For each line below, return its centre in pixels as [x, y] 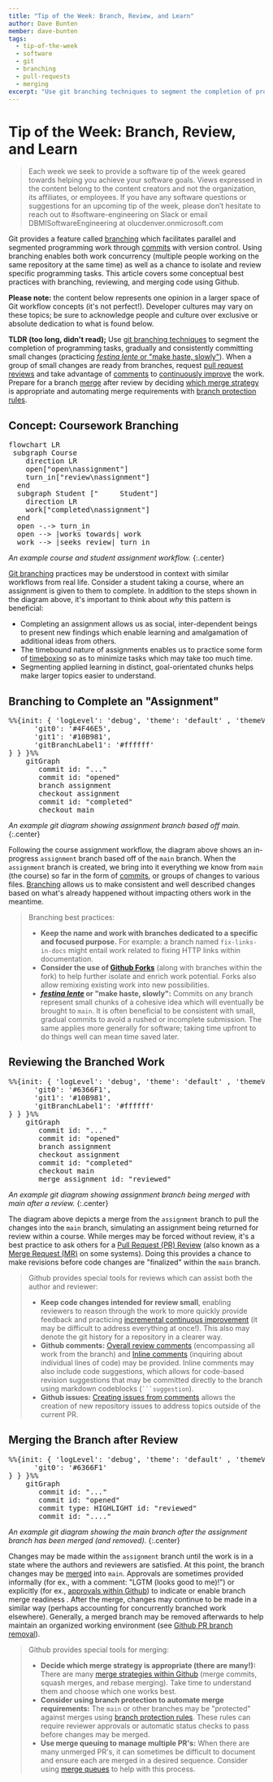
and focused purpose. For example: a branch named [130, 941]
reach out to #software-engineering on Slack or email [118, 215]
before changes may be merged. [95, 1734]
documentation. [67, 959]
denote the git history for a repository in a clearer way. [132, 1337]
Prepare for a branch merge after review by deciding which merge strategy [134, 383]
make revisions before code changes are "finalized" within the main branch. [135, 1262]
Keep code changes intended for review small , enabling [136, 1302]
